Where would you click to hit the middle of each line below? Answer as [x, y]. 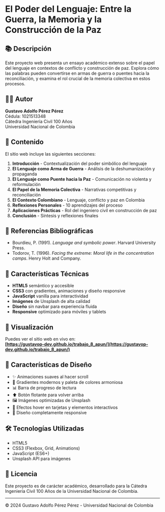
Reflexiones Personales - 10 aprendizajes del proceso [67, 205]
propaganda [25, 174]
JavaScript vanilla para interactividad [50, 296]
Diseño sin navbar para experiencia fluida [55, 307]
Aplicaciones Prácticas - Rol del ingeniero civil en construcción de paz [84, 210]
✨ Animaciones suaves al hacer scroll [50, 377]
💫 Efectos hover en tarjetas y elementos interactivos [65, 407]
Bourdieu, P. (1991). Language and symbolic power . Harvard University [84, 243]
